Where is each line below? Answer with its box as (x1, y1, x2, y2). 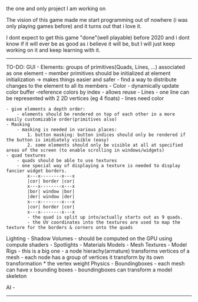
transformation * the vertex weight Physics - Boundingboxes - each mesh (6, 260, 185, 267)
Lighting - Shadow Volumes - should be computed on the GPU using (6, 235, 173, 242)
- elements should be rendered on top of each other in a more (16, 111, 176, 117)
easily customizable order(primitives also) (6, 117, 117, 122)
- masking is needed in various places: (16, 127, 117, 132)
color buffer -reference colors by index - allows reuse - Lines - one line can (6, 88, 190, 95)
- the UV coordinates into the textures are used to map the (27, 220, 181, 225)
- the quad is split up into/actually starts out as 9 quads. (27, 214, 183, 220)
